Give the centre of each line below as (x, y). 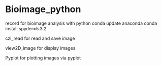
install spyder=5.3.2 (26, 28)
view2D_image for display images (40, 48)
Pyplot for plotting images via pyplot (43, 58)
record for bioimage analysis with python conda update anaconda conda (81, 23)
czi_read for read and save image (40, 38)
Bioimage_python (43, 9)
